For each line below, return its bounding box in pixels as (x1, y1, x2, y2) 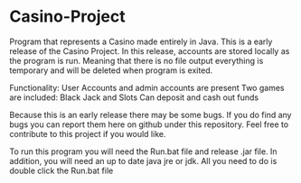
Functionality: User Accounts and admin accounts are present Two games (9, 82, 285, 93)
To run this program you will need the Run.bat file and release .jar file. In (9, 146, 277, 157)
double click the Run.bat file (9, 165, 114, 176)
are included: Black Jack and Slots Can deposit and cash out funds (9, 92, 259, 103)
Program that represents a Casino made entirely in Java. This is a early (9, 36, 273, 47)
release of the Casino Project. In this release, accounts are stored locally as (9, 45, 290, 56)
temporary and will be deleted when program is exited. (9, 65, 213, 76)
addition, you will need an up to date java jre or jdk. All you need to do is (9, 155, 277, 166)
